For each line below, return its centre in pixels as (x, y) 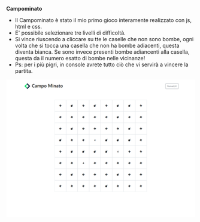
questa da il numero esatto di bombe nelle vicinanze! (80, 58)
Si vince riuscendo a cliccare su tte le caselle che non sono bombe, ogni (104, 39)
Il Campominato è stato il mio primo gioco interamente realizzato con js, (103, 20)
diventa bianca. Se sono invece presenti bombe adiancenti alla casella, (102, 52)
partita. (24, 71)
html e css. (28, 27)
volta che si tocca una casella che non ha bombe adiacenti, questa (97, 45)
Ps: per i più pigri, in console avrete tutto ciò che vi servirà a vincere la (101, 64)
